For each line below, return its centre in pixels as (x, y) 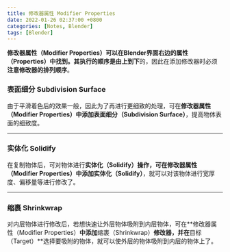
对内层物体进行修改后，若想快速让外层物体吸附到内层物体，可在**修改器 (109, 224)
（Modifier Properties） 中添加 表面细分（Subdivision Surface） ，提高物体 (111, 114)
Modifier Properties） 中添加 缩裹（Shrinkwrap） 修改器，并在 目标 (110, 233)
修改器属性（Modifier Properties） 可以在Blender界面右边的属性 (98, 53)
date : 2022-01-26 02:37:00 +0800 (55, 20)
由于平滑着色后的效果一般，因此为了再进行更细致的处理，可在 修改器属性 (109, 105)
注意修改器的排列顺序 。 (40, 70)
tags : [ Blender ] (30, 33)
